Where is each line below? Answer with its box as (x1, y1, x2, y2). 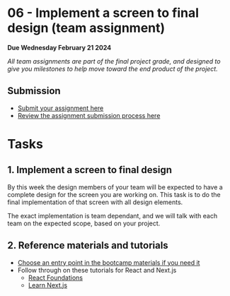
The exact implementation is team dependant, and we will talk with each (7, 211, 218, 220)
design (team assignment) (7, 20, 166, 36)
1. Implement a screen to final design (7, 164, 172, 176)
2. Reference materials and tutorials (7, 239, 168, 251)
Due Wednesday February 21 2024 (7, 43, 112, 52)
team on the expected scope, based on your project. (7, 219, 161, 227)
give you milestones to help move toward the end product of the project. (7, 64, 218, 73)
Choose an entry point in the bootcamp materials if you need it (17, 258, 200, 266)
